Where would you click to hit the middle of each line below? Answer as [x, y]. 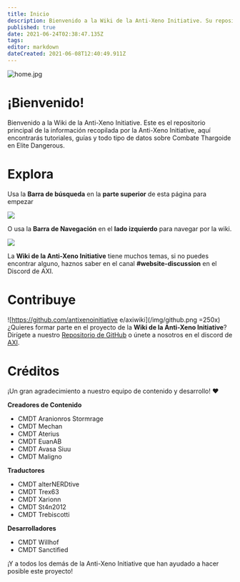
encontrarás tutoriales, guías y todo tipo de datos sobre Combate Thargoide [119, 138]
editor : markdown [33, 47]
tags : [15, 41]
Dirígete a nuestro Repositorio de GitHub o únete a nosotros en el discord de [120, 335]
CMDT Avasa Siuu [44, 449]
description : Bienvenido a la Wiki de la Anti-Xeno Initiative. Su [110, 21]
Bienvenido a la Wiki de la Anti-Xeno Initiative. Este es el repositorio [106, 123]
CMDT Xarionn [39, 499]
